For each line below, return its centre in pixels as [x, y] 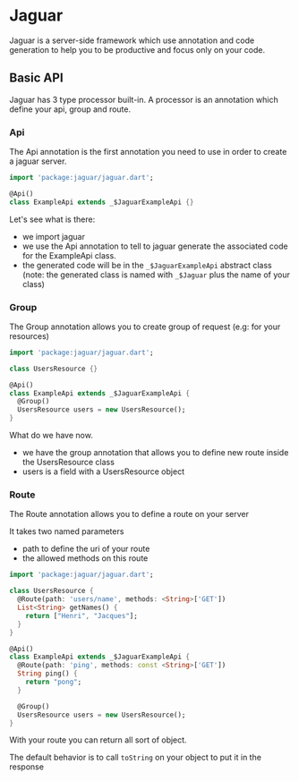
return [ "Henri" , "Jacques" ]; [82, 615]
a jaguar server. [38, 161]
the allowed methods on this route [85, 558]
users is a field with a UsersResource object [103, 471]
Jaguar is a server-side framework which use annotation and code [132, 40]
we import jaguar [53, 236]
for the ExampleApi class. [69, 255]
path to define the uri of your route [86, 549]
